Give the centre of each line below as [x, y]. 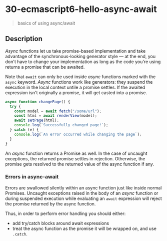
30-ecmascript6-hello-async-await [81, 9]
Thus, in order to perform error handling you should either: [65, 213]
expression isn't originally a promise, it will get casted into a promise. [76, 92]
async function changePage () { [38, 102]
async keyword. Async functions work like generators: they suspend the [79, 82]
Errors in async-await [32, 177]
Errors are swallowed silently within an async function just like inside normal [83, 188]
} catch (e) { [24, 130]
